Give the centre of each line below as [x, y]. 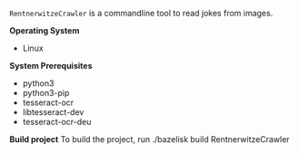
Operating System [45, 30]
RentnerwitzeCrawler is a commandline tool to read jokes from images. [141, 13]
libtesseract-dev [53, 112]
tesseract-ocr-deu [57, 122]
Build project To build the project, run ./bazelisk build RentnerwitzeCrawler [149, 139]
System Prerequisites [51, 66]
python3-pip [46, 93]
